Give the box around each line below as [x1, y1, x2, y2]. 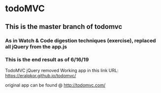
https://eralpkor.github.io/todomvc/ [5, 72, 76, 78]
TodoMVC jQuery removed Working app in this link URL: [5, 67, 119, 73]
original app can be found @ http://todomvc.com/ [5, 82, 106, 88]
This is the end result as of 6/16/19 [5, 56, 89, 63]
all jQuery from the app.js [5, 43, 67, 50]
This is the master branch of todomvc [5, 23, 123, 31]
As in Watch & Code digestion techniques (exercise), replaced [5, 37, 156, 44]
